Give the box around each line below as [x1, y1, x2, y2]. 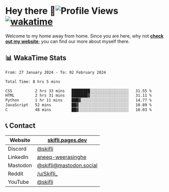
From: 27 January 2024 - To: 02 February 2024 [5, 69, 106, 75]
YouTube [8, 178, 29, 185]
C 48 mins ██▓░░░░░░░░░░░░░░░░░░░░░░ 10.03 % [5, 107, 152, 112]
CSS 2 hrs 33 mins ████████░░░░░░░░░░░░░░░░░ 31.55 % [5, 88, 152, 93]
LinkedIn [8, 153, 29, 160]
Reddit [8, 170, 24, 177]
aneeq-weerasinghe [37, 153, 87, 160]
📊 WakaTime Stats [5, 54, 67, 62]
